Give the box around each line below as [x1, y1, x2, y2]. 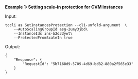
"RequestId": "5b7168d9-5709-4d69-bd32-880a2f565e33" [22, 62, 134, 66]
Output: [5, 44, 20, 50]
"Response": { [14, 57, 42, 62]
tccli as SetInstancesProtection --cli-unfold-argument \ [5, 23, 127, 27]
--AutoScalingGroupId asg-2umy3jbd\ [14, 27, 88, 32]
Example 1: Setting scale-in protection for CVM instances [5, 4, 123, 10]
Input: [5, 13, 17, 19]
